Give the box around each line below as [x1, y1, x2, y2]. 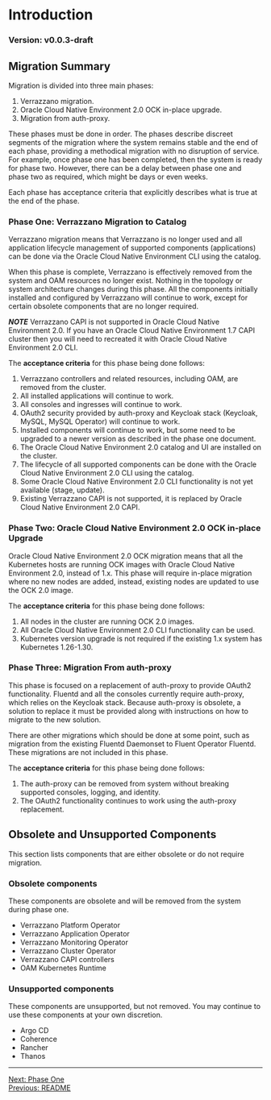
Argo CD [19, 1026, 49, 1036]
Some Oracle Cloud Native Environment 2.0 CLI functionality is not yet [19, 477, 254, 487]
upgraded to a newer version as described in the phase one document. [19, 434, 256, 444]
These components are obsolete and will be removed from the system [8, 896, 241, 906]
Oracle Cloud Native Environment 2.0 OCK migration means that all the [8, 550, 244, 561]
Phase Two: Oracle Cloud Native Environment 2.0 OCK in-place [8, 522, 261, 533]
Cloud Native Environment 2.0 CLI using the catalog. [19, 468, 194, 478]
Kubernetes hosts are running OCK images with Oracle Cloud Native [8, 559, 236, 569]
